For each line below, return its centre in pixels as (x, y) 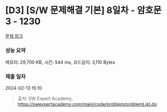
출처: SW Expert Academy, (45, 98)
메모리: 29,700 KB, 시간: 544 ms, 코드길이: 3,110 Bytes (60, 62)
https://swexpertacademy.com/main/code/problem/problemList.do (87, 104)
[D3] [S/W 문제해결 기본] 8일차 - (70, 10)
